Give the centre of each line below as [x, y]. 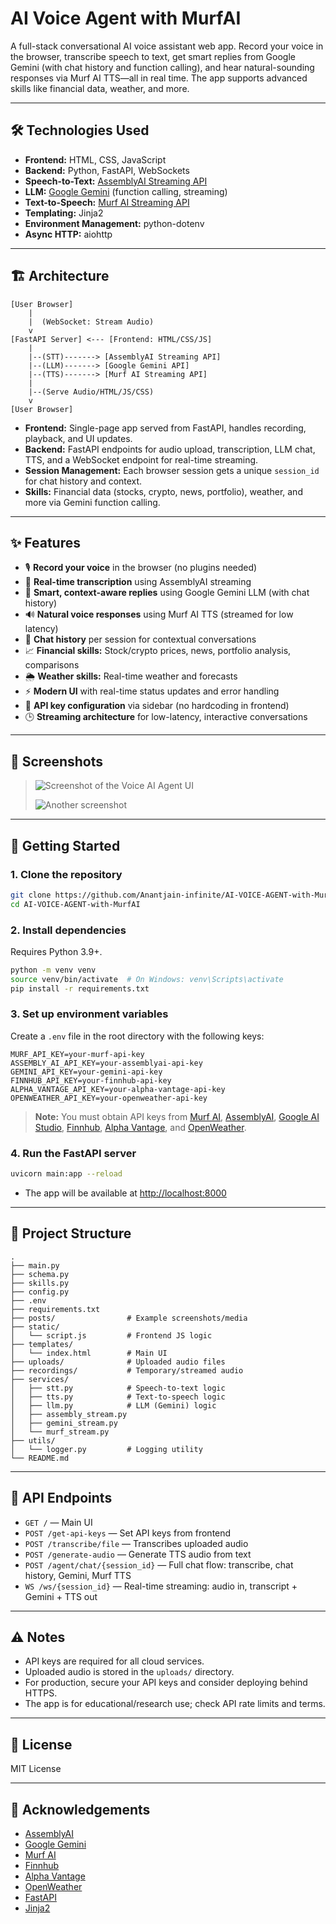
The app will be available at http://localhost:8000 [125, 1193]
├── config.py [40, 1292]
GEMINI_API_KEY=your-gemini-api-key [86, 1072]
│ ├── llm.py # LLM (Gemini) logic [113, 1405]
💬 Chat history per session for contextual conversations [140, 639]
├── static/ [35, 1327]
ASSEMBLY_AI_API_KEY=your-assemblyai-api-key [106, 1063]
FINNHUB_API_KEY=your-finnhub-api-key [91, 1080]
